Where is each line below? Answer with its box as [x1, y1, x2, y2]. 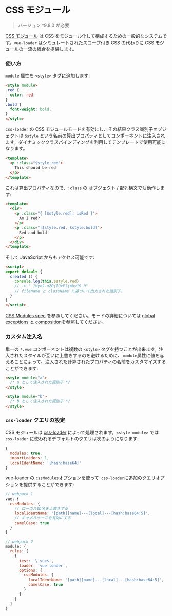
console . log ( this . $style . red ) [14, 279, 80, 284]
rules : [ [10, 549, 29, 554]
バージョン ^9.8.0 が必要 [17, 22, 69, 28]
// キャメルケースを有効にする [14, 515, 71, 521]
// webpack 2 [5, 539, 33, 544]
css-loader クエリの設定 [5, 416, 65, 423]
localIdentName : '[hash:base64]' [10, 460, 82, 466]
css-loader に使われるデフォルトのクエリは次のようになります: [5, 436, 139, 442]
